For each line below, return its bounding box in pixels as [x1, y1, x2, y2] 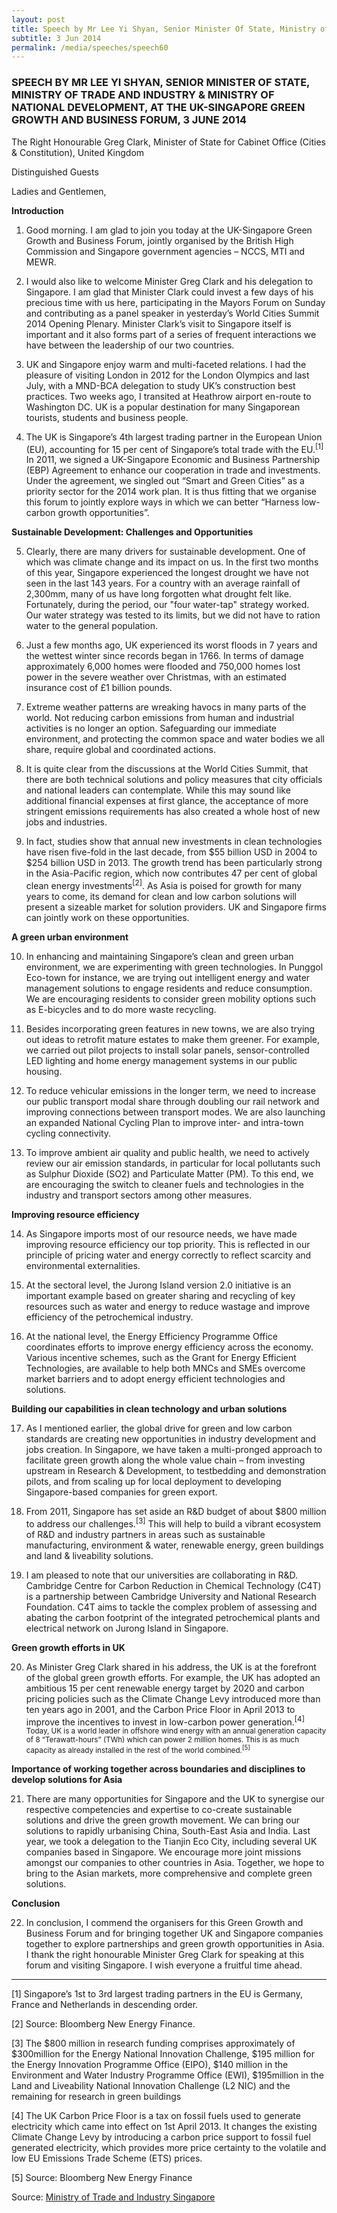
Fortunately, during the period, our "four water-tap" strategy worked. [25, 599, 310, 611]
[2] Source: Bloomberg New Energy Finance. [11, 2018, 196, 2030]
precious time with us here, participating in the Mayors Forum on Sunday [25, 296, 326, 308]
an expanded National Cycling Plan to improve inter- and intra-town [25, 1116, 304, 1128]
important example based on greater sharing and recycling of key [25, 1289, 296, 1301]
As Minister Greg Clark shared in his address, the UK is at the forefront [25, 1661, 317, 1673]
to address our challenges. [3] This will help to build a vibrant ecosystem [25, 1516, 322, 1530]
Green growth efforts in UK [11, 1641, 126, 1653]
